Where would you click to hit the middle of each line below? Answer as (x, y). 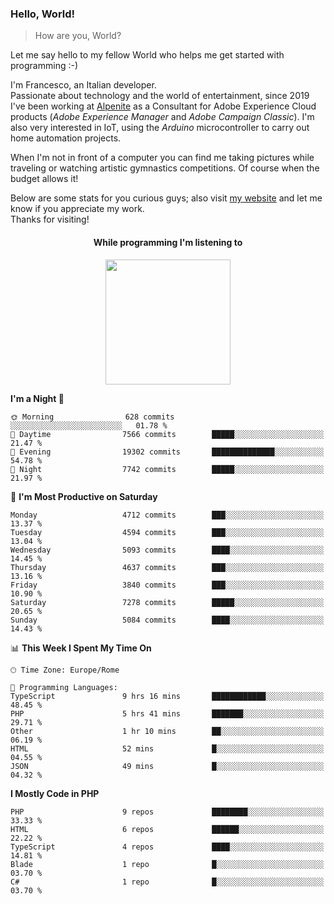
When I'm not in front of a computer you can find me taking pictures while (162, 158)
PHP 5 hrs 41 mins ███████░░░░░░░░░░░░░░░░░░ (167, 713)
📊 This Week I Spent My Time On (81, 648)
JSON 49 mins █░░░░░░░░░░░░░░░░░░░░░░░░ (167, 766)
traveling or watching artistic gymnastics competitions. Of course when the (165, 168)
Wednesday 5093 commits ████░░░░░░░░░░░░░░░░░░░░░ (167, 550)
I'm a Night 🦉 (37, 398)
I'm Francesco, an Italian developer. (83, 85)
